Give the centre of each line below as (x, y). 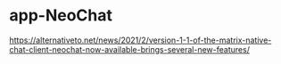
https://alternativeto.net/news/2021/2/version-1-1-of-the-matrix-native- (140, 40)
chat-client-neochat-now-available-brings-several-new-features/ (129, 49)
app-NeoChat (61, 16)
